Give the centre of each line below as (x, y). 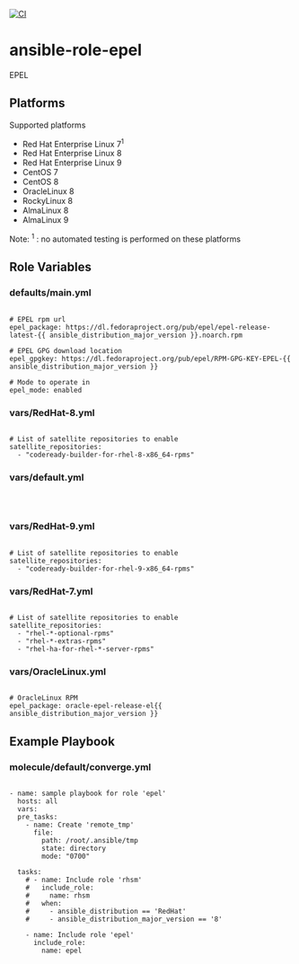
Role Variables (50, 267)
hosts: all (38, 801)
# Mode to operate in (50, 382)
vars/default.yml (47, 477)
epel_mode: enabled (46, 390)
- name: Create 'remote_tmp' (80, 825)
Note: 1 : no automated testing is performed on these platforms (125, 238)
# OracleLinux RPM (44, 698)
